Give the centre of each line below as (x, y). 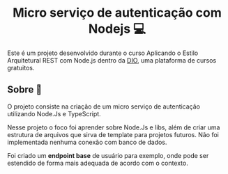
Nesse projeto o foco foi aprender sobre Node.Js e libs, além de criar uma (114, 127)
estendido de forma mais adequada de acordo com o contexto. (98, 163)
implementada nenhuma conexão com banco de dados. (87, 142)
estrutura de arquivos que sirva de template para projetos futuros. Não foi (113, 134)
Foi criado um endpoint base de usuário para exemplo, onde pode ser (108, 155)
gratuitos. (21, 68)
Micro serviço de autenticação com (117, 13)
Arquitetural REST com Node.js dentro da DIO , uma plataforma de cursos (112, 60)
